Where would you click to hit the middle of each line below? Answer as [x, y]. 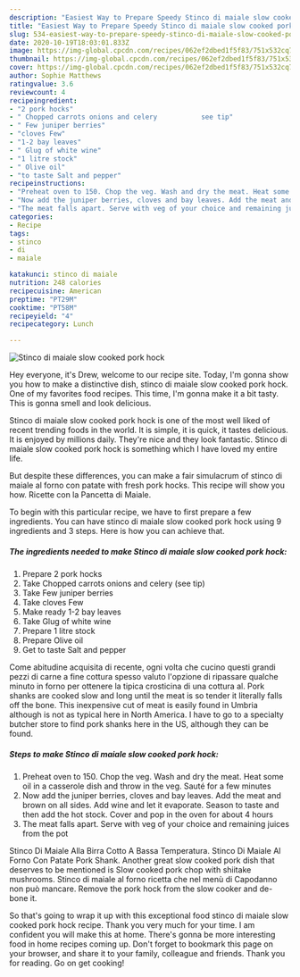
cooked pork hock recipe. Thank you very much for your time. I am [132, 925]
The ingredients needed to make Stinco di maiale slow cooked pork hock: [148, 551]
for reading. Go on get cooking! [67, 963]
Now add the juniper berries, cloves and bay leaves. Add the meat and [151, 796]
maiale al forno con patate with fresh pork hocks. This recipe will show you [147, 485]
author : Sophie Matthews [55, 76]
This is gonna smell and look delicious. [80, 404]
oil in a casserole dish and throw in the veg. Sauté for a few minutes [146, 786]
